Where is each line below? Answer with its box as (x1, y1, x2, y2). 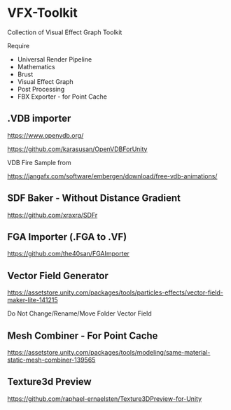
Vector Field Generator (7, 269, 108, 281)
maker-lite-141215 (7, 296, 58, 304)
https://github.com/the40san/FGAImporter (7, 250, 129, 258)
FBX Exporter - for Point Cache (17, 92, 107, 101)
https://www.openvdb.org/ (7, 131, 84, 139)
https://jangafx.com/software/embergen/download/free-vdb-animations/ (7, 171, 218, 180)
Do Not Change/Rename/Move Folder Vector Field (7, 309, 152, 318)
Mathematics (17, 62, 55, 71)
